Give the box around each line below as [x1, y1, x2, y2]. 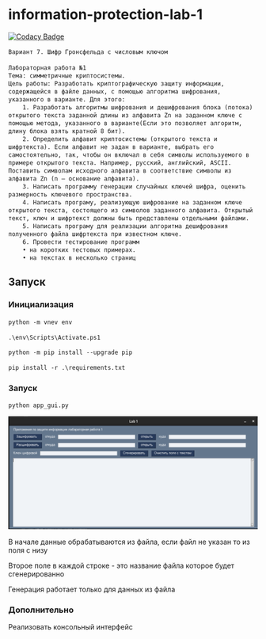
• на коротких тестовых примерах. [22, 245, 136, 254]
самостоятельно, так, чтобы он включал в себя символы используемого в [8, 150, 249, 159]
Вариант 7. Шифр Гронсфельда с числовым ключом [8, 48, 169, 56]
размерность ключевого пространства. [8, 190, 133, 199]
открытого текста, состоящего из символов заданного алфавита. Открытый [8, 206, 253, 215]
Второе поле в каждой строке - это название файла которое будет [8, 561, 235, 571]
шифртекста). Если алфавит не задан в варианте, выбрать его [8, 143, 215, 151]
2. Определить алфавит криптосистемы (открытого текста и [22, 135, 218, 143]
